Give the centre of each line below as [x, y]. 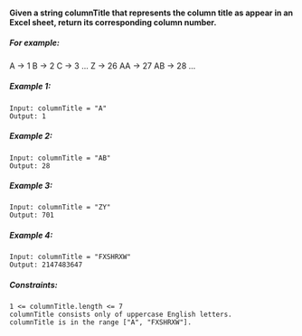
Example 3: [31, 186]
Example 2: [31, 136]
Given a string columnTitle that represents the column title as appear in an [151, 13]
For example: [35, 43]
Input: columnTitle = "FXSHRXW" [70, 257]
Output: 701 [32, 215]
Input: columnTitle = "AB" [60, 158]
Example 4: [31, 236]
